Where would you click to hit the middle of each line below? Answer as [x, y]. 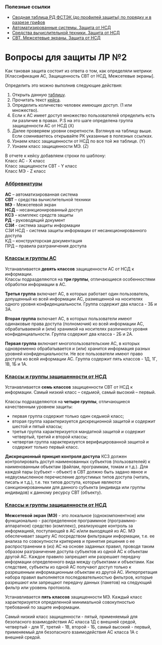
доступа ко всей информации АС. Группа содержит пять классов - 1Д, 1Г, [81, 359]
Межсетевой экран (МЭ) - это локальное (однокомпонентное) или [75, 516]
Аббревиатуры [24, 184]
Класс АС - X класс [25, 161]
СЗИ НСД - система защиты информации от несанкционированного [76, 230]
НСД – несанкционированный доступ [44, 210]
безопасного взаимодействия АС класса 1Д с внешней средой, [71, 622]
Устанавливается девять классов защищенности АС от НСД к [70, 269]
